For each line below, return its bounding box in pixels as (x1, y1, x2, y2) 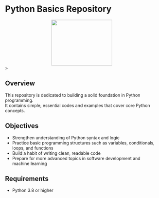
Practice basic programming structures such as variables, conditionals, (12, 140, 155, 145)
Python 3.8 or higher (12, 187, 53, 193)
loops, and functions (12, 145, 53, 151)
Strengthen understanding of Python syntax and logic (12, 135, 120, 141)
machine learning (12, 161, 47, 166)
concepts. (5, 108, 25, 113)
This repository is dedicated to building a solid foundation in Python (5, 92, 141, 98)
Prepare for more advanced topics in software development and (12, 155, 141, 161)
